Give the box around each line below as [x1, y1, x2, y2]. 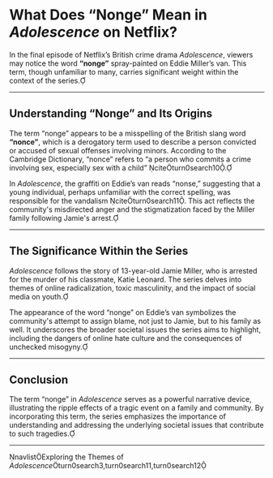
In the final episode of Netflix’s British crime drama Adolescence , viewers [9, 50, 254, 59]
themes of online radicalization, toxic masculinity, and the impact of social [9, 282, 256, 293]
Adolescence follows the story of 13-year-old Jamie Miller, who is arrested [9, 265, 258, 275]
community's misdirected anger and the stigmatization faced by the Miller [9, 205, 256, 214]
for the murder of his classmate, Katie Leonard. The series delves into [9, 274, 242, 284]
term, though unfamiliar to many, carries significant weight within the [9, 67, 239, 76]
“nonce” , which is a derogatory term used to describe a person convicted [9, 136, 257, 147]
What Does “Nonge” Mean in [9, 6, 207, 24]
